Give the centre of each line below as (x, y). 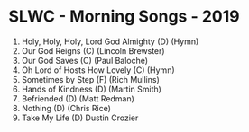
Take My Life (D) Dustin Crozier (80, 118)
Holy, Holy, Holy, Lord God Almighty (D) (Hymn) (110, 41)
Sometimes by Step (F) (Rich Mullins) (90, 79)
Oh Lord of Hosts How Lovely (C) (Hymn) (98, 70)
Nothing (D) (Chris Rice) (66, 108)
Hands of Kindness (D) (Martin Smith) (91, 89)
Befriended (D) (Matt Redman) (78, 98)
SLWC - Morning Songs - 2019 (124, 17)
